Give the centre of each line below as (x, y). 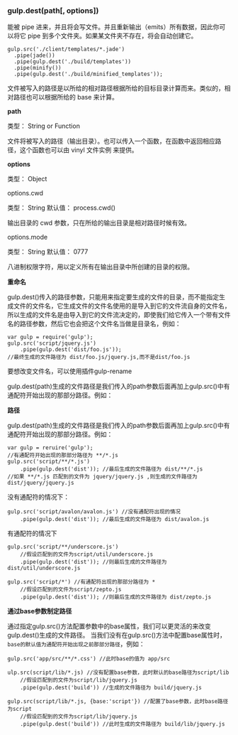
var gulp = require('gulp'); (50, 337)
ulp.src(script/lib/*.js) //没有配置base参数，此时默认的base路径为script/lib (118, 673)
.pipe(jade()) (34, 55)
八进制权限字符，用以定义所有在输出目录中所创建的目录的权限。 (100, 267)
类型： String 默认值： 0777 (48, 252)
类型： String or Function (44, 126)
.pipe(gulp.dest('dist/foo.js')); (71, 350)
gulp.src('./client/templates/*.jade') (66, 49)
